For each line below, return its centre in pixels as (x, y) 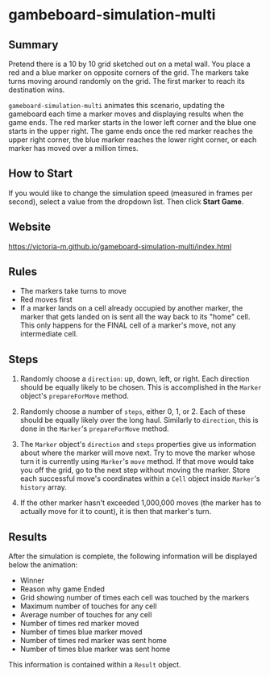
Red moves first (46, 299)
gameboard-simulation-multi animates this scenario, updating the (117, 105)
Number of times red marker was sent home (93, 641)
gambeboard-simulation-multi (112, 15)
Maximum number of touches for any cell (88, 606)
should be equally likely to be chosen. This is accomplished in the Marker (141, 387)
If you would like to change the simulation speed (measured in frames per (131, 193)
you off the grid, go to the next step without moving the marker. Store (135, 470)
